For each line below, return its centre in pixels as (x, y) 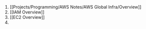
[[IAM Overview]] (27, 12)
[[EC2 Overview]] (27, 17)
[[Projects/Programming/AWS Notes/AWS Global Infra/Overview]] (75, 7)
